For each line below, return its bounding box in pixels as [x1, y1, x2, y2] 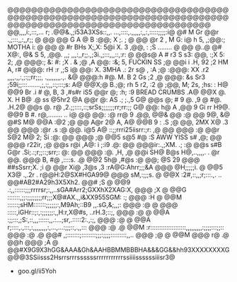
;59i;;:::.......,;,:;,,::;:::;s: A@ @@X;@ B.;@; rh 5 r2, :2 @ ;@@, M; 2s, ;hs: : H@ [7, 81, 229, 88]
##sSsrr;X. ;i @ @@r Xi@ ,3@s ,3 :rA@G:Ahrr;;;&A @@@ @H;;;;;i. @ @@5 [7, 163, 224, 171]
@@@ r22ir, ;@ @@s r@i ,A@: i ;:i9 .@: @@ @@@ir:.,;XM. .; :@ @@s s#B [7, 141, 222, 148]
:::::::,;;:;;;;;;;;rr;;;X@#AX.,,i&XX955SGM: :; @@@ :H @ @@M [7, 193, 183, 201]
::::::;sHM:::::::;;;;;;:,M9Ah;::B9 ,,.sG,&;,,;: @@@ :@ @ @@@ [7, 201, 178, 208]
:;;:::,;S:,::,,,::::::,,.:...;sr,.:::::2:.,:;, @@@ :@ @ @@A [7, 216, 151, 224]
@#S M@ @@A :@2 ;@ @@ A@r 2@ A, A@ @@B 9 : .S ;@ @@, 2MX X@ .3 [7, 118, 229, 126]
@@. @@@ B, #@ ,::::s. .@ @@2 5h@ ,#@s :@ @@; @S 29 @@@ [7, 155, 200, 164]
